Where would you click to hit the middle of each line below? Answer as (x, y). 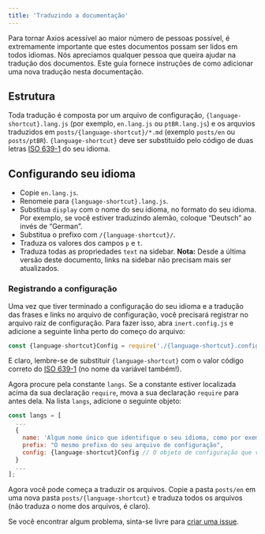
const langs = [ (35, 416)
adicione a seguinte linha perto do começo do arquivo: (97, 331)
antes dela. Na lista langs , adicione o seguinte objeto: (95, 401)
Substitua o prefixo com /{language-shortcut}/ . (97, 235)
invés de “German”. (51, 227)
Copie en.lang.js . (49, 193)
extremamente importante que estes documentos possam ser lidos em (123, 46)
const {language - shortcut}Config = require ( (82, 346)
